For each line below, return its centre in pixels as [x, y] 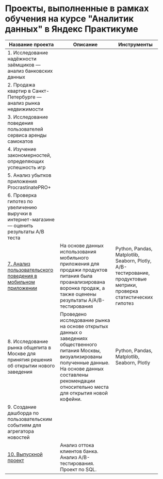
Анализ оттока [77, 445]
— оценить [20, 225]
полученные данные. [85, 363]
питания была [76, 276]
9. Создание [22, 407]
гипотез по [20, 201]
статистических [134, 297]
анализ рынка [24, 103]
